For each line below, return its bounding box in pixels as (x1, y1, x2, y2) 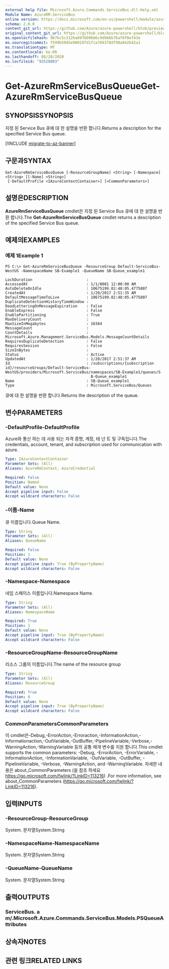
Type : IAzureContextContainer (5, 456, 69, 462)
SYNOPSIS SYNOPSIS (5, 111, 74, 120)
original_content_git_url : (5, 31, 62, 36)
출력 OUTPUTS (5, 893, 50, 902)
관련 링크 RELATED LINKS (5, 956, 82, 965)
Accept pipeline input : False (5, 489, 69, 494)
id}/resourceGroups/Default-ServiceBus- (5, 365, 92, 370)
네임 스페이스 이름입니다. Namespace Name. (5, 590, 94, 596)
